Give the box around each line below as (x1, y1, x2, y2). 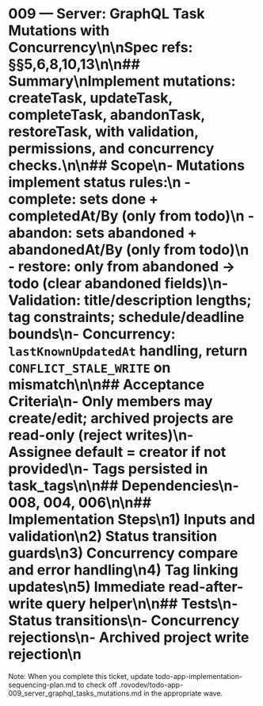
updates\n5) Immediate (8, 578, 166, 596)
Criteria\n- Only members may (8, 393, 213, 411)
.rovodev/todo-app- (118, 680, 184, 689)
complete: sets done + (8, 190, 159, 209)
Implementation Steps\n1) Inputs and (8, 511, 256, 528)
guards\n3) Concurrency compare (8, 544, 238, 562)
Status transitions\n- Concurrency (8, 612, 240, 630)
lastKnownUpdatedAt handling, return (8, 342, 248, 360)
